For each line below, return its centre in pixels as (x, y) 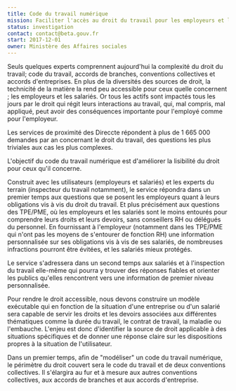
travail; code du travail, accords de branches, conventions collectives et (111, 74)
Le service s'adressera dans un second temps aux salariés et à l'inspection (116, 263)
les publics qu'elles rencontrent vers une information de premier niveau (111, 278)
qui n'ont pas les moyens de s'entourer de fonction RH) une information (111, 234)
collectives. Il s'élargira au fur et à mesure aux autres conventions (103, 372)
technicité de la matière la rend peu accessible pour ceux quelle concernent (117, 89)
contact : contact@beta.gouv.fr (53, 33)
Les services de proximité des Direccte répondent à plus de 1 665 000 (109, 132)
